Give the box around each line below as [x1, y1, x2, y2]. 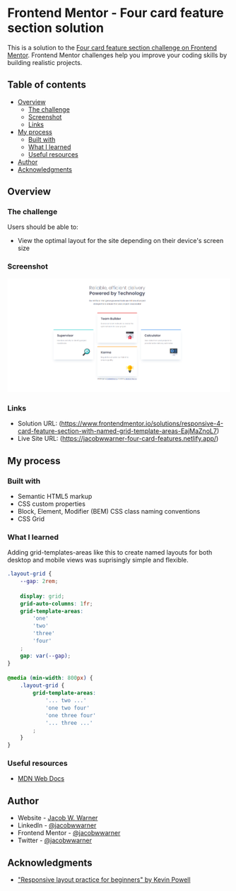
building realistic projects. [7, 58, 83, 66]
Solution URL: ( [17, 419, 61, 428]
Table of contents [7, 79, 86, 91]
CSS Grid [17, 514, 45, 523]
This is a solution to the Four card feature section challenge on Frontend [7, 43, 218, 52]
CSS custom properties [17, 500, 86, 508]
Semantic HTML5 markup [17, 492, 93, 500]
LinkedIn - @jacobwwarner [17, 821, 97, 830]
